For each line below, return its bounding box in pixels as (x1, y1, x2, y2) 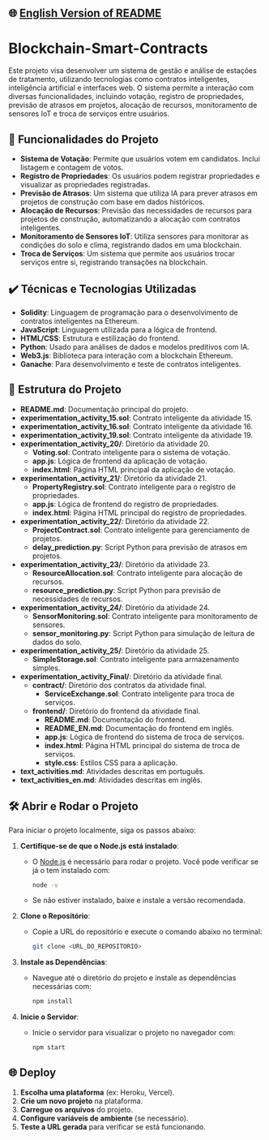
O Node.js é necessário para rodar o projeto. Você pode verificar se (32, 856, 259, 867)
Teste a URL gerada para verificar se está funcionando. (19, 1121, 207, 1131)
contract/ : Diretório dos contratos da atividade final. (32, 680, 207, 690)
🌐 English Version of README (8, 6, 162, 20)
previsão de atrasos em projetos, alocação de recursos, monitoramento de (8, 101, 258, 110)
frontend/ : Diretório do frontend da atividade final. (32, 706, 201, 716)
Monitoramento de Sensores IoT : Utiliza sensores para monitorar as (19, 231, 249, 242)
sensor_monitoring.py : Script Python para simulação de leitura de (32, 628, 255, 638)
